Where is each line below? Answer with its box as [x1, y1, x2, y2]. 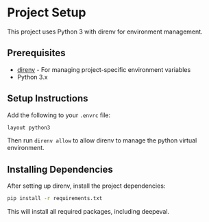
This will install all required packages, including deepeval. [7, 208, 170, 216]
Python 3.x [16, 73, 48, 81]
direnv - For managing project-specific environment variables [16, 65, 191, 73]
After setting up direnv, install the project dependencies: [7, 182, 166, 190]
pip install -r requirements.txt [7, 195, 103, 202]
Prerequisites [7, 47, 66, 59]
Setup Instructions [7, 92, 88, 104]
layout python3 [7, 124, 51, 131]
